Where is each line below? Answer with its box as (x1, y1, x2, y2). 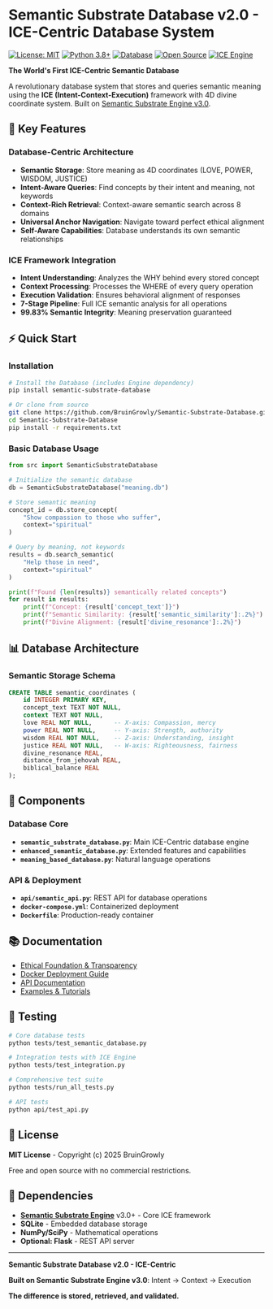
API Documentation (19, 977, 85, 987)
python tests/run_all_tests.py (8, 1083, 115, 1092)
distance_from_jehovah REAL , (23, 756, 122, 765)
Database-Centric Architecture (8, 146, 134, 158)
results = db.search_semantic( (8, 551, 115, 559)
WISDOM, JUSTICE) (19, 173, 88, 184)
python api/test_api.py (8, 1105, 89, 1114)
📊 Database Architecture (8, 642, 140, 656)
